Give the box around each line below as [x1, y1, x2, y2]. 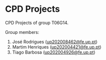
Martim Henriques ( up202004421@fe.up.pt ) [12, 44, 102, 50]
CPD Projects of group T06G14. [5, 20, 69, 26]
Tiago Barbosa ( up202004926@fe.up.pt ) [12, 49, 96, 55]
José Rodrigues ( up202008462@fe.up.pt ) [12, 38, 98, 45]
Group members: [5, 29, 39, 35]
